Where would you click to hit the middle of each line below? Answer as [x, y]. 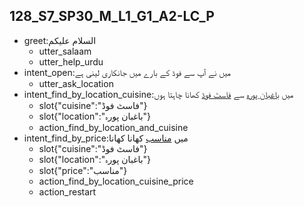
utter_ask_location [76, 83]
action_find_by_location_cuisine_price [116, 181]
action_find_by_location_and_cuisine [113, 127]
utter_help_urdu [71, 61]
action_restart [67, 191]
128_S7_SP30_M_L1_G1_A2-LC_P [112, 16]
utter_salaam [65, 51]
